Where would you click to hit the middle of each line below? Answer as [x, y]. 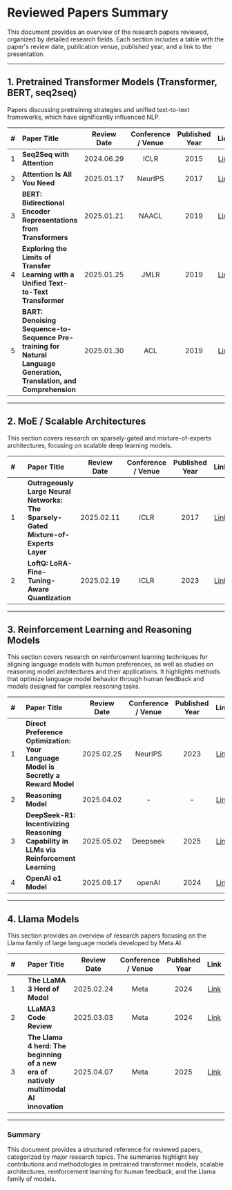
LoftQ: [38, 563]
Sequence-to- [47, 328]
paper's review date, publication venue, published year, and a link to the [109, 46]
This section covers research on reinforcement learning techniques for [108, 657]
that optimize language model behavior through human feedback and [106, 679]
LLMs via [41, 850]
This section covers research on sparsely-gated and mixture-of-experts [109, 438]
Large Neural [49, 491]
